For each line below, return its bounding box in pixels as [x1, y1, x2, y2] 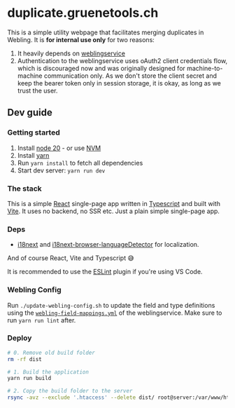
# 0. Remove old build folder [7, 349, 96, 356]
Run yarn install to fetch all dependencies [17, 158, 143, 167]
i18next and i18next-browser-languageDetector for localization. [17, 240, 199, 249]
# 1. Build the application [7, 368, 90, 376]
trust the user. [17, 86, 58, 95]
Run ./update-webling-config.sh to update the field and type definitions [7, 301, 215, 309]
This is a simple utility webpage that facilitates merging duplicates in [7, 28, 204, 36]
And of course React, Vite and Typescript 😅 [7, 254, 134, 262]
